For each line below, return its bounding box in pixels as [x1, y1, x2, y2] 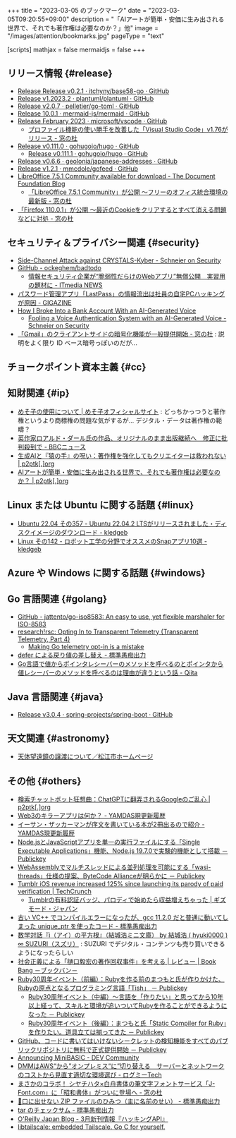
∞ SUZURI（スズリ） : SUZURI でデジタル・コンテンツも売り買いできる [17, 940, 225, 948]
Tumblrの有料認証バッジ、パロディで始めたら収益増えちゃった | [27, 895, 213, 904]
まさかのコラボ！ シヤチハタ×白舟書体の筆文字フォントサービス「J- [17, 1079, 216, 1088]
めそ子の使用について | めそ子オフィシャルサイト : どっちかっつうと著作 [17, 407, 226, 416]
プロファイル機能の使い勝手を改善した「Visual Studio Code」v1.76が [27, 125, 228, 133]
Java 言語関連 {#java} [7, 691, 104, 703]
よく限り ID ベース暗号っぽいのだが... [30, 338, 137, 347]
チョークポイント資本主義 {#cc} [7, 361, 147, 373]
